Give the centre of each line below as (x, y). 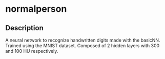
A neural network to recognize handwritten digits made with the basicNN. (83, 40)
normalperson (36, 9)
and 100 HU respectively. (32, 51)
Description (24, 28)
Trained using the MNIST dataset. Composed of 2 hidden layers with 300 (82, 46)
